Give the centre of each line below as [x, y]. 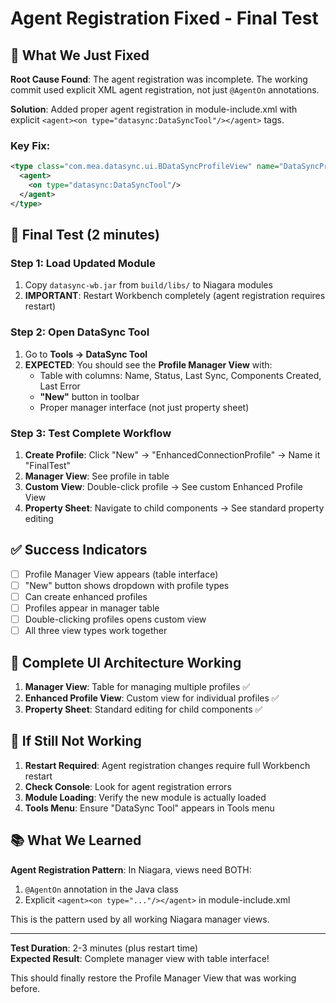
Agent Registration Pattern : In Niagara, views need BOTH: [131, 869]
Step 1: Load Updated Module [83, 263]
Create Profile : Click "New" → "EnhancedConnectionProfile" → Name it [172, 454]
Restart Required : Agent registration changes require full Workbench [167, 765]
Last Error [60, 386]
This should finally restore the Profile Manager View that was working [153, 978]
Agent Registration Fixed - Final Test [164, 18]
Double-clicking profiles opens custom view [115, 619]
